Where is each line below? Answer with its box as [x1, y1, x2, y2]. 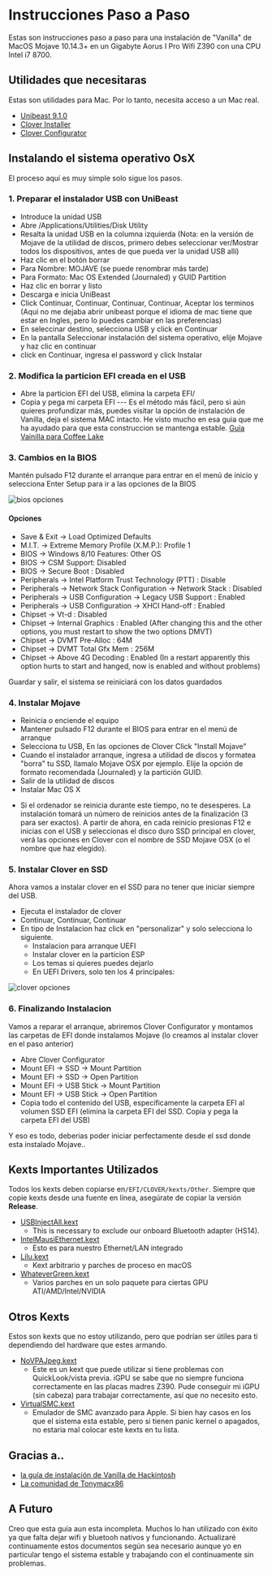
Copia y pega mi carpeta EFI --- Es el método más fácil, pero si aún [19, 397, 246, 407]
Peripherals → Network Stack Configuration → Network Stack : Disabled [19, 583, 262, 593]
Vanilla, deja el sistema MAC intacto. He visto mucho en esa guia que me [19, 414, 264, 424]
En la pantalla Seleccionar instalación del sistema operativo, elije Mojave [19, 332, 262, 342]
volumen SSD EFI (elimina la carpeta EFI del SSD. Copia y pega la [19, 1106, 239, 1116]
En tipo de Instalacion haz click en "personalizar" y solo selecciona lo [19, 924, 253, 933]
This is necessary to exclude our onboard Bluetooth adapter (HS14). [32, 1226, 260, 1236]
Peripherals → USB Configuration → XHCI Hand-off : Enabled [19, 600, 226, 610]
